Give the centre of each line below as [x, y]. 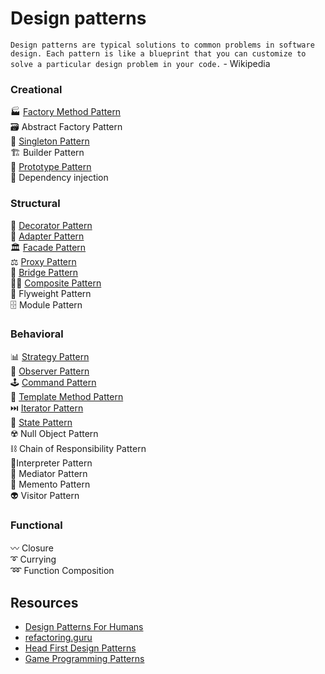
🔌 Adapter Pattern [47, 236]
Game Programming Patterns [84, 658]
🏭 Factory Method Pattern [66, 112]
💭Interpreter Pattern [51, 463]
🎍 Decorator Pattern [51, 225]
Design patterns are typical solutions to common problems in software [162, 45]
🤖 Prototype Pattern [51, 167]
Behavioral [37, 334]
